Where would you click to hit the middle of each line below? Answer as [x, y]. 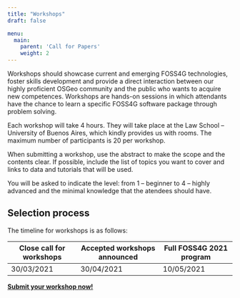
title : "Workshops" [36, 14]
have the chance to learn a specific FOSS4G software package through [112, 104]
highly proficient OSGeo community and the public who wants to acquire [114, 89]
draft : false [27, 21]
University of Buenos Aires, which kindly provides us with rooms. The [110, 133]
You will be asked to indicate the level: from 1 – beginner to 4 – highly [109, 183]
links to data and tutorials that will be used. [70, 169]
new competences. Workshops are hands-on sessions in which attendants [117, 96]
